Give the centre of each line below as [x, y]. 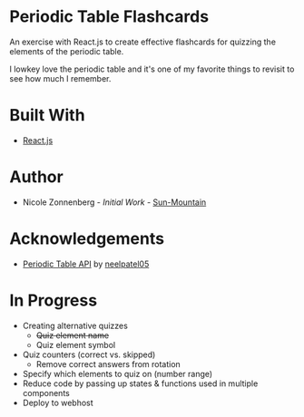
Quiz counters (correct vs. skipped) [89, 354]
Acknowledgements [87, 238]
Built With [47, 116]
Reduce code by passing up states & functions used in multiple [140, 383]
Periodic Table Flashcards [109, 17]
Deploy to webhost [58, 402]
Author [36, 177]
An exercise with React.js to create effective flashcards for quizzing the [143, 42]
